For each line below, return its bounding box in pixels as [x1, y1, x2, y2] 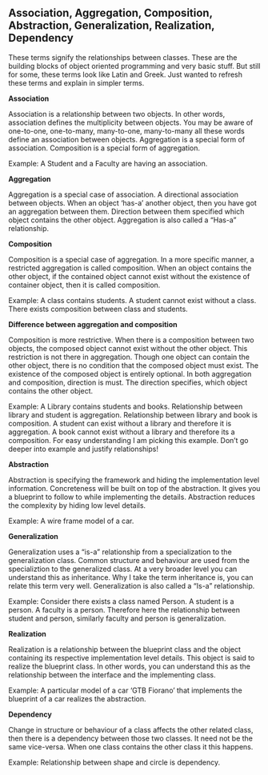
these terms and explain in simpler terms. [8, 78, 145, 87]
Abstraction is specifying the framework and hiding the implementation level [8, 475, 260, 485]
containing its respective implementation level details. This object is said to [8, 653, 255, 662]
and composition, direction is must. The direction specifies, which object [8, 378, 248, 387]
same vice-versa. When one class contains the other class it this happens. [8, 741, 254, 751]
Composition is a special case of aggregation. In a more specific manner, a [8, 254, 254, 264]
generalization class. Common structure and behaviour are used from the [8, 555, 250, 565]
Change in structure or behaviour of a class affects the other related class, [8, 725, 254, 734]
